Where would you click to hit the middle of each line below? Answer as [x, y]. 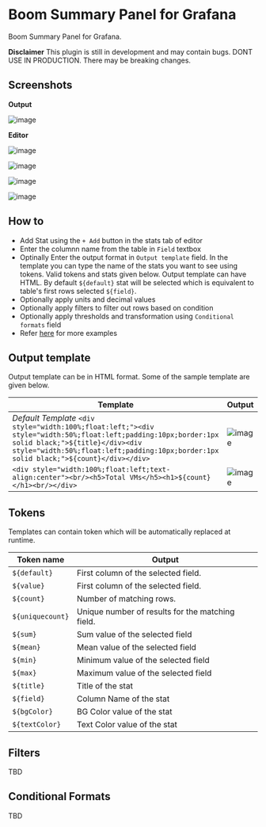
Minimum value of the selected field [143, 661]
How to [26, 221]
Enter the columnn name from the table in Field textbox [110, 249]
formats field [40, 324]
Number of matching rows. [126, 599]
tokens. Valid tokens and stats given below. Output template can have [133, 274]
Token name [41, 560]
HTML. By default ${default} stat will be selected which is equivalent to [137, 282]
